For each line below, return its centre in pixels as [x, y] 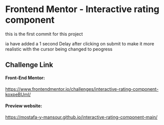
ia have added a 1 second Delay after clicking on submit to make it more [80, 43]
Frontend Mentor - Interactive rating [83, 9]
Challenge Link [29, 65]
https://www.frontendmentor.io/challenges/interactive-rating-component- [82, 89]
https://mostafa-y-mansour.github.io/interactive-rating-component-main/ [81, 117]
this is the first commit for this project [44, 34]
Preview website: [24, 106]
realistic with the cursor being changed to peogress [59, 49]
